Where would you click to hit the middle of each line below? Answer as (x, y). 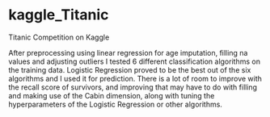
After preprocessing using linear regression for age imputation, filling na (128, 52)
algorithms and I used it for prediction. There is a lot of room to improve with (135, 78)
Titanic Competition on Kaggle (59, 37)
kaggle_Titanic (59, 15)
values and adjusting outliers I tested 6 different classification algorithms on (135, 61)
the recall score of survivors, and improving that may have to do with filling (133, 87)
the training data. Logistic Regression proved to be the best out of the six (130, 69)
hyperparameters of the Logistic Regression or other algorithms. (115, 104)
